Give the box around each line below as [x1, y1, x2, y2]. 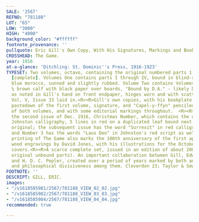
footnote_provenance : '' [6, 42, 68, 48]
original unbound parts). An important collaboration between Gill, [11, 152, 184, 158]
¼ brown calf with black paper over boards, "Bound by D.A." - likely [11, 86, 190, 92]
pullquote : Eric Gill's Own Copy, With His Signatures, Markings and [6, 47, 182, 53]
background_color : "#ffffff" [6, 36, 78, 42]
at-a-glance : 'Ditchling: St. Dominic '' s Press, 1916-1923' [6, 64, 158, 70]
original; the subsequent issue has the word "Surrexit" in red [11, 125, 174, 131]
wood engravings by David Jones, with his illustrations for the [11, 141, 176, 147]
